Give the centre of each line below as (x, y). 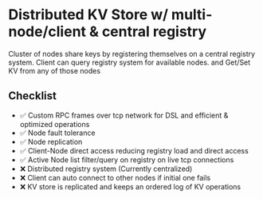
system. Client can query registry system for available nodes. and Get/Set (130, 62)
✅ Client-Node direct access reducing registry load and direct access (134, 150)
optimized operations (55, 124)
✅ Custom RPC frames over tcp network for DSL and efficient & (124, 115)
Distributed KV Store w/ (88, 15)
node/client (47, 32)
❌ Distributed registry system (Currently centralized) (106, 169)
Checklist (33, 96)
